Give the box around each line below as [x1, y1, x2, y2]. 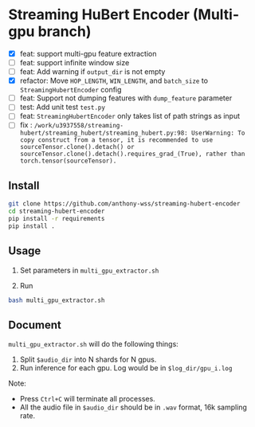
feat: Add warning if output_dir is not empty [19, 67, 166, 76]
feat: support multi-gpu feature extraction [19, 49, 157, 58]
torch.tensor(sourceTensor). [19, 157, 117, 165]
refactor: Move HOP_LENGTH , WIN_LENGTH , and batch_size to [19, 76, 209, 85]
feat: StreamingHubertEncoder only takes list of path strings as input [19, 112, 241, 121]
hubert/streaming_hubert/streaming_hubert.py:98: [19, 129, 189, 137]
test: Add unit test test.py [19, 102, 106, 112]
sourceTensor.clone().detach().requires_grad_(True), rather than [19, 150, 245, 159]
